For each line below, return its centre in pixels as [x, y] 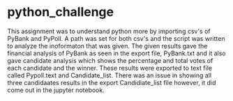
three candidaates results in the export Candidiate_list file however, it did [112, 82]
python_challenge [60, 12]
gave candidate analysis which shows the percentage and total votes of [110, 60]
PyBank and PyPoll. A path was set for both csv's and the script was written [116, 38]
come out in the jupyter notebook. [56, 90]
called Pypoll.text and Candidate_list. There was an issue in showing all [109, 75]
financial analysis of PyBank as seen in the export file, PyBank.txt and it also [117, 53]
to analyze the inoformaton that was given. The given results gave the [107, 46]
